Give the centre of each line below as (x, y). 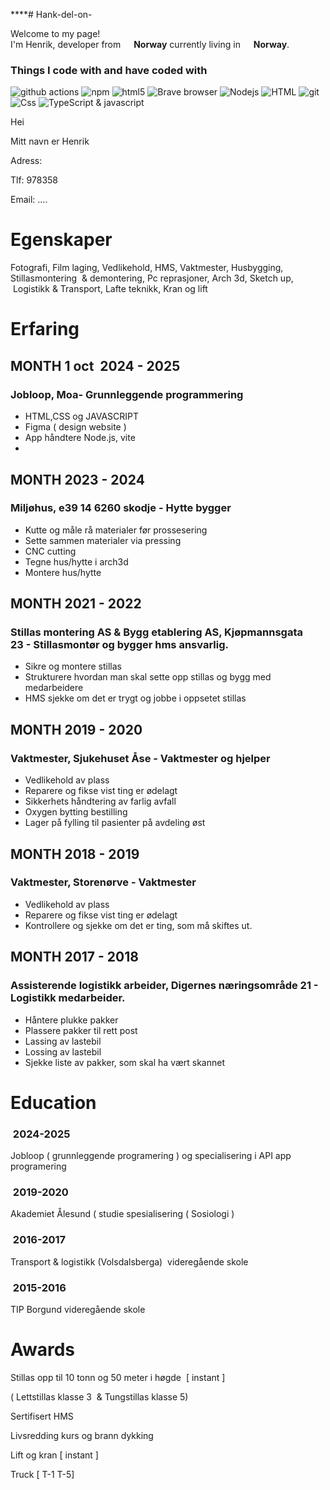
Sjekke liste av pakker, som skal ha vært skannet (125, 1062)
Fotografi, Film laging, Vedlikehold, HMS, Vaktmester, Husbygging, (147, 268)
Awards (43, 1350)
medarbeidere (54, 688)
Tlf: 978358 (34, 180)
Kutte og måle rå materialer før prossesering (116, 530)
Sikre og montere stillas (73, 666)
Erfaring (45, 329)
